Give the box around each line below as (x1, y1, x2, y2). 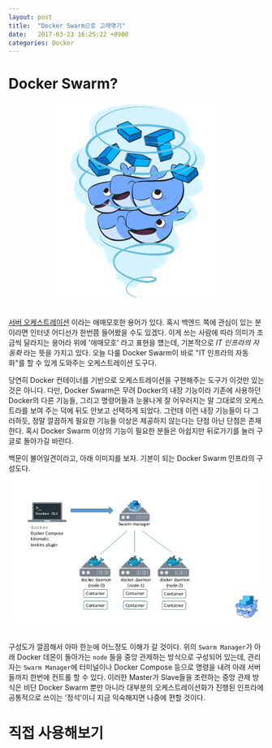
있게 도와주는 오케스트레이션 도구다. (43, 358, 157, 368)
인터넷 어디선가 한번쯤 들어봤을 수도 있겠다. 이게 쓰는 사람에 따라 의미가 (29, 328, 256, 337)
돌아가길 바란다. (23, 436, 74, 446)
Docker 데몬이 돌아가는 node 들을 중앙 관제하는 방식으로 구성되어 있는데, (16, 651, 246, 661)
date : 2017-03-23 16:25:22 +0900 (8, 30, 129, 38)
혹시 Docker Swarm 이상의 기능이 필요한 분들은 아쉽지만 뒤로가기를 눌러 (25, 426, 255, 436)
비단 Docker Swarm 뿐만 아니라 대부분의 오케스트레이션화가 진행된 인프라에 (23, 682, 264, 692)
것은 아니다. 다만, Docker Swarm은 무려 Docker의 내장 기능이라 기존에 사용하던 (8, 385, 261, 395)
